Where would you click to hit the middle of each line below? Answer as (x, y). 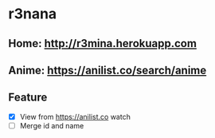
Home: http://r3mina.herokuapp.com (103, 43)
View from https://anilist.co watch (75, 116)
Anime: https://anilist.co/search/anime (107, 70)
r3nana (33, 14)
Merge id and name (52, 125)
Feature (28, 98)
